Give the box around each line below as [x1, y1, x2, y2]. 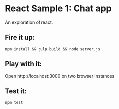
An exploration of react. [5, 19, 53, 25]
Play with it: [5, 60, 42, 68]
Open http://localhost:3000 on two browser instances [5, 73, 115, 79]
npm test [5, 100, 23, 105]
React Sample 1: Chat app [5, 3, 112, 14]
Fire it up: [5, 33, 35, 42]
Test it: [5, 87, 27, 95]
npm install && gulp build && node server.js [5, 46, 100, 52]
